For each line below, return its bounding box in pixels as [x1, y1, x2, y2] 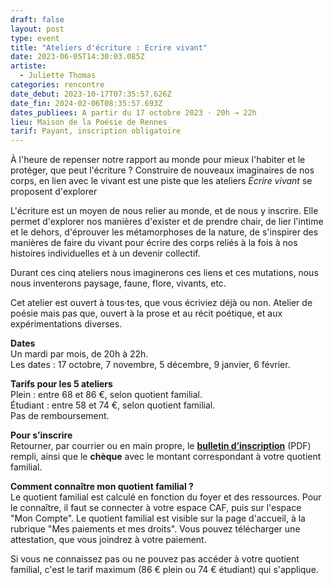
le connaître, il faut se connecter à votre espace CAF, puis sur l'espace [10, 502, 302, 514]
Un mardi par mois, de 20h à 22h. [10, 348, 149, 360]
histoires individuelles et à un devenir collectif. [10, 247, 201, 260]
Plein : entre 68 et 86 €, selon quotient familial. [10, 389, 203, 401]
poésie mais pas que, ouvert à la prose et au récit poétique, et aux [10, 307, 283, 320]
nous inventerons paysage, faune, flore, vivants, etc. [10, 277, 227, 290]
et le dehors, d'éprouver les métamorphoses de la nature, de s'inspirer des [10, 226, 319, 238]
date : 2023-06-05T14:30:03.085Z [10, 52, 145, 62]
